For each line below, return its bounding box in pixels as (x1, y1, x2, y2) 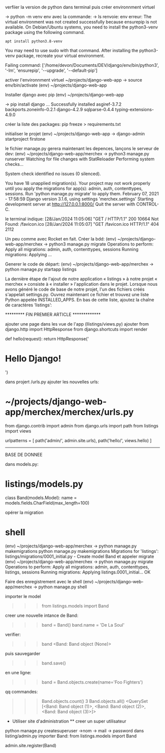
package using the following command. (5, 30, 85, 35)
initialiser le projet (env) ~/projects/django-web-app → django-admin (5, 131, 145, 137)
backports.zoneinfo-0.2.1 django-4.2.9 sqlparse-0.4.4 (5, 107, 114, 112)
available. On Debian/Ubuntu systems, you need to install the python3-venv (5, 24, 158, 30)
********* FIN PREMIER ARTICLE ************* (5, 312, 101, 317)
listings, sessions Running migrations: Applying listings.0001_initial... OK (5, 569, 151, 575)
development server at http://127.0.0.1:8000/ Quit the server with (5, 201, 136, 207)
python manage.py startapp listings (5, 267, 77, 272)
